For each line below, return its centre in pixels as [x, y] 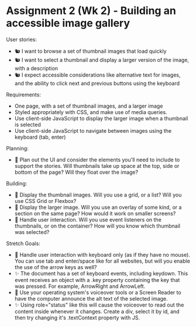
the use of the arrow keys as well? [56, 267]
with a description [36, 68]
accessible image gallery [68, 23]
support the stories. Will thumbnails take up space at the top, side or [97, 166]
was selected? [32, 232]
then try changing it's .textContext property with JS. [77, 318]
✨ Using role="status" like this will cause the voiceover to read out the [99, 305]
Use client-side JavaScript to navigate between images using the [93, 130]
